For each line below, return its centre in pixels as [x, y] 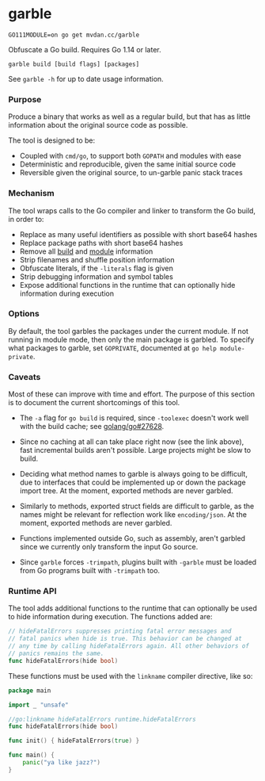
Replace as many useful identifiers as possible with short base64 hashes [138, 234]
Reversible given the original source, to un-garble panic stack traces [131, 173]
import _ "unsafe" [38, 705]
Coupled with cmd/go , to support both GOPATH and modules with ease [130, 156]
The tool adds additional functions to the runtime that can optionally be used [132, 608]
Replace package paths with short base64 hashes [101, 243]
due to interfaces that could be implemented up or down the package [133, 482]
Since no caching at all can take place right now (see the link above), [132, 442]
